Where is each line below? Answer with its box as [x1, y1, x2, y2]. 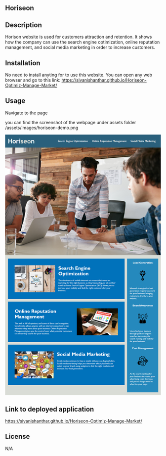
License [5, 432, 30, 441]
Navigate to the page [5, 110, 48, 116]
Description [5, 21, 42, 29]
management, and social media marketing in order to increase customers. [5, 45, 156, 50]
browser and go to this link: [5, 77, 61, 83]
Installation [5, 59, 41, 67]
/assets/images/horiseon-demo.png [5, 125, 79, 131]
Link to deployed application [5, 405, 94, 413]
